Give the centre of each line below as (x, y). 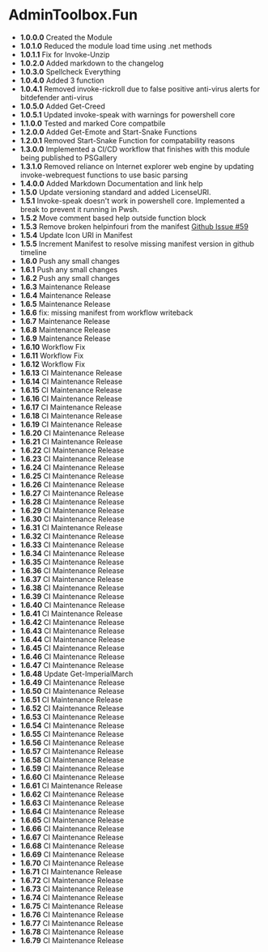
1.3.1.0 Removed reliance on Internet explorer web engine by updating (137, 166)
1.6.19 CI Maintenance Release (71, 424)
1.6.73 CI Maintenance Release (72, 889)
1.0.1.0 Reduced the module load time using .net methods (116, 45)
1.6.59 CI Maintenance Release (72, 768)
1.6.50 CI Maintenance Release (72, 691)
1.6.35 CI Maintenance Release (72, 562)
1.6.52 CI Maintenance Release (72, 708)
